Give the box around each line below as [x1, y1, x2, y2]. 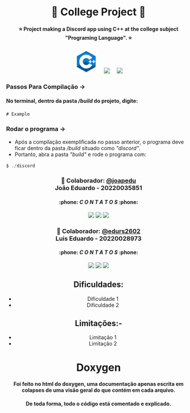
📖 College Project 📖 [51, 5, 146, 19]
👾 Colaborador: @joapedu [60, 177, 137, 185]
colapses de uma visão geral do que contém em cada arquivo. [21, 387, 176, 394]
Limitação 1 [89, 334, 117, 341]
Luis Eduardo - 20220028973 [55, 234, 142, 242]
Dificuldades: [73, 280, 124, 290]
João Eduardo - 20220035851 [55, 184, 142, 192]
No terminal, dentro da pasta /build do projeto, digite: [6, 97, 138, 104]
